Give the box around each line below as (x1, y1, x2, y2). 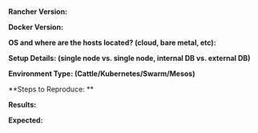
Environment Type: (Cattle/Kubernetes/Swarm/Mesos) (8, 69, 196, 79)
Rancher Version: (8, 7, 68, 16)
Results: (8, 100, 37, 109)
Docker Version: (8, 22, 64, 31)
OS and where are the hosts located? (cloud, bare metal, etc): (8, 38, 216, 47)
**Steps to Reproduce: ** (8, 84, 95, 94)
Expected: (8, 115, 43, 125)
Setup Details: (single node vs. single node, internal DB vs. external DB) (8, 54, 251, 62)
